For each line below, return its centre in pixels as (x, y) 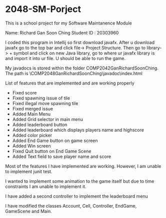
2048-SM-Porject (43, 9)
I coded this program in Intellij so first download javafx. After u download (80, 42)
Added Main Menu (31, 114)
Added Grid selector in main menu (48, 119)
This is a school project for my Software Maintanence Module (68, 23)
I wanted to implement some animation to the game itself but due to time (80, 181)
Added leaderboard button (40, 124)
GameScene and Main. (29, 211)
